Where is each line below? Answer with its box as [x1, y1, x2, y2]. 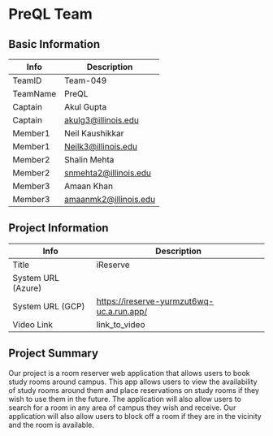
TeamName [12, 88, 57, 99]
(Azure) [12, 282, 42, 293]
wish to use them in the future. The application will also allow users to [8, 394, 242, 404]
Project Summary [8, 347, 99, 360]
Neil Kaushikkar [63, 127, 124, 139]
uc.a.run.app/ [96, 305, 148, 317]
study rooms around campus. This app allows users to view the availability [8, 377, 258, 386]
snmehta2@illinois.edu [63, 167, 152, 179]
